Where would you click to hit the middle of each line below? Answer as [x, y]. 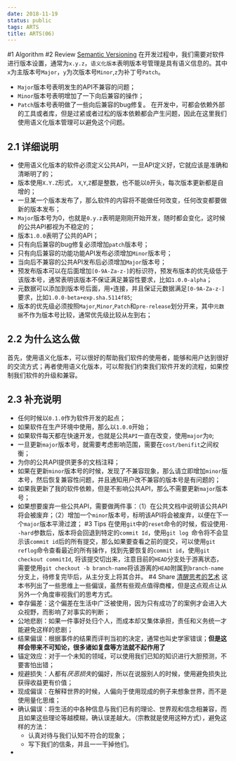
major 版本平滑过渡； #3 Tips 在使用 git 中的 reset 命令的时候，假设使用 [125, 523]
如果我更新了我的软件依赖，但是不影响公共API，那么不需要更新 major [116, 488]
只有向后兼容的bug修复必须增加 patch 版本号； [83, 245]
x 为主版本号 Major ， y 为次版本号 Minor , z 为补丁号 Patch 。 [86, 72]
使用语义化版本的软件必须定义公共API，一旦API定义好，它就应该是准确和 [123, 165]
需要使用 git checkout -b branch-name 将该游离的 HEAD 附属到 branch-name [120, 568]
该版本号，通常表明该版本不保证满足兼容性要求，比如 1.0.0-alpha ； [115, 280]
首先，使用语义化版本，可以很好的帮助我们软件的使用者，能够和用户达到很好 [118, 358]
